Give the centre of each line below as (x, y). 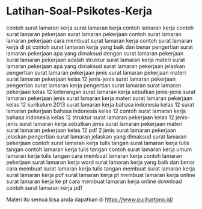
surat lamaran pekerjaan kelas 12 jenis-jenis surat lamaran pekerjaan (91, 79)
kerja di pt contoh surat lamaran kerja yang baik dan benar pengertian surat (100, 47)
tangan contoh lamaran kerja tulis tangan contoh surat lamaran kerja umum (99, 149)
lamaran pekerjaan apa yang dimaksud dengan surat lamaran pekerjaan (95, 53)
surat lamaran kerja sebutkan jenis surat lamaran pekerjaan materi (101, 123)
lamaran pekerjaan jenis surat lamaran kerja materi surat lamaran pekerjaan (99, 98)
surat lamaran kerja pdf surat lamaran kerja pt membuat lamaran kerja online (101, 175)
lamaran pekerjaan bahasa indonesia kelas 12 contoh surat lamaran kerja (96, 111)
